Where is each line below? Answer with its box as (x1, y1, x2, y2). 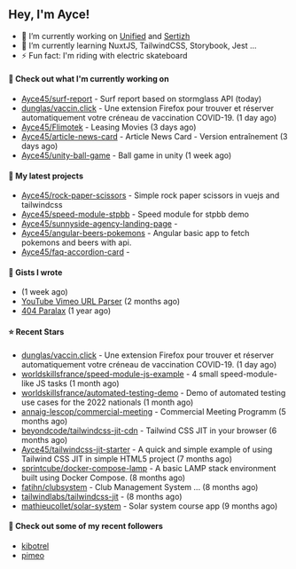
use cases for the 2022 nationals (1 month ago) (20, 397, 194, 407)
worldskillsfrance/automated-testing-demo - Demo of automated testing (20, 387, 286, 398)
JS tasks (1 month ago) (35, 377, 121, 389)
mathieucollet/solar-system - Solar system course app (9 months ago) (20, 501, 278, 511)
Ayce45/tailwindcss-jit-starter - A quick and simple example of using (20, 444, 273, 454)
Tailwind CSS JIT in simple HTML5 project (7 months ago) (20, 453, 232, 464)
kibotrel (20, 541, 50, 551)
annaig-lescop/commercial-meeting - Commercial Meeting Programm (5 (20, 406, 286, 416)
